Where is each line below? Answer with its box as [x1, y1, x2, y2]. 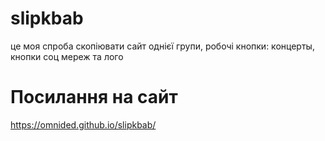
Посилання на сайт [10, 86, 178, 109]
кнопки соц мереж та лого [10, 50, 124, 62]
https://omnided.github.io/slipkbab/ [10, 118, 157, 131]
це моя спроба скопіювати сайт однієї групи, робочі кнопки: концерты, [10, 40, 315, 52]
